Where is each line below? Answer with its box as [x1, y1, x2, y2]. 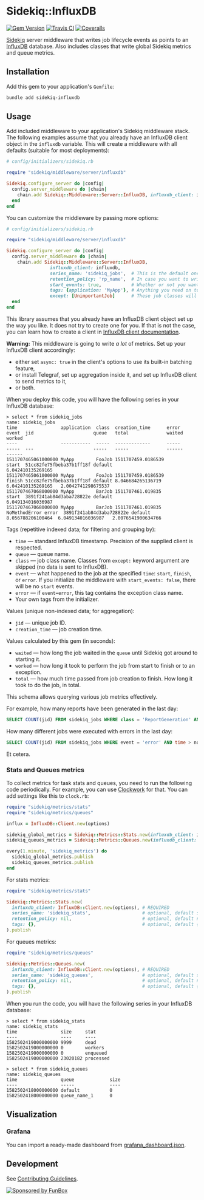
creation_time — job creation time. [15, 625, 103, 633]
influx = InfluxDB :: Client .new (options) [6, 820, 110, 827]
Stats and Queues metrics [6, 766, 85, 774]
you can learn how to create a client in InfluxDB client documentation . [6, 328, 180, 335]
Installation [6, 67, 50, 77]
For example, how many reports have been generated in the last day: [6, 705, 178, 712]
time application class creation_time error [6, 424, 181, 431]
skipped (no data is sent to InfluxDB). [15, 563, 108, 571]
